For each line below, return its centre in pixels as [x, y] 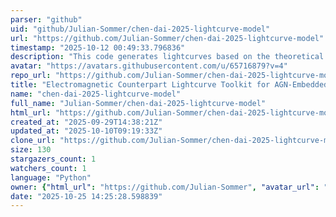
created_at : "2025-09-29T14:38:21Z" [86, 122]
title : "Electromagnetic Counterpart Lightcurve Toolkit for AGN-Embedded [169, 85]
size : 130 [31, 150]
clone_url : [33, 141]
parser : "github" [46, 19]
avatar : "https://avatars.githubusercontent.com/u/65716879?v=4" [149, 66]
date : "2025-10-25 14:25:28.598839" [86, 196]
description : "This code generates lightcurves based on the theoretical [167, 57]
